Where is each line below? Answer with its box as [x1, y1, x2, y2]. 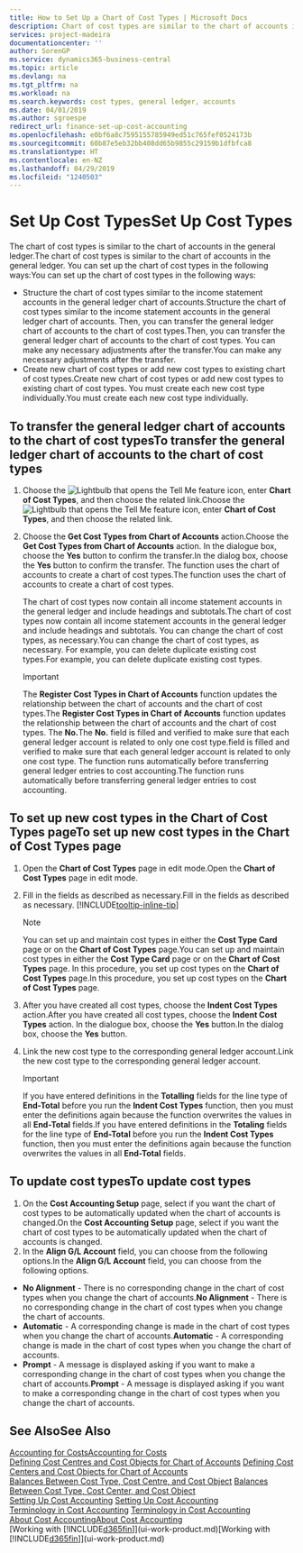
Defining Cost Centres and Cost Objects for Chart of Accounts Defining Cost [9, 1457, 294, 1467]
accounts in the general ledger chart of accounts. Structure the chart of [22, 297, 287, 307]
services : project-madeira [9, 30, 111, 39]
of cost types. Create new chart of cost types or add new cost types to [22, 373, 284, 384]
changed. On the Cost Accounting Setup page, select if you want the [22, 1217, 280, 1228]
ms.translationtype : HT [9, 147, 99, 156]
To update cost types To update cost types [9, 1174, 252, 1190]
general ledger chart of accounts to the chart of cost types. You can [22, 335, 276, 346]
